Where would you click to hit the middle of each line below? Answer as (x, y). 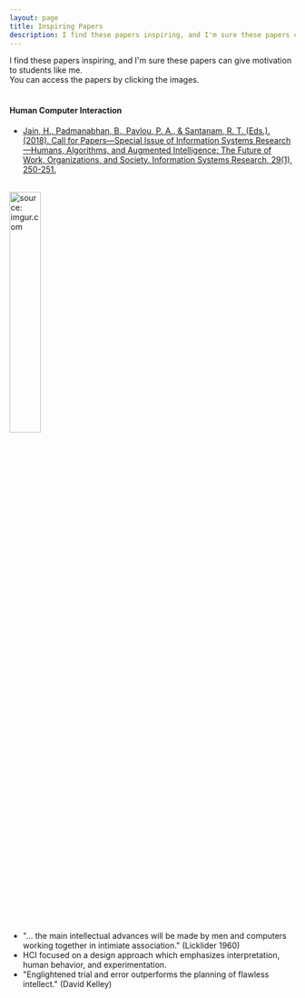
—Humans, (44, 150)
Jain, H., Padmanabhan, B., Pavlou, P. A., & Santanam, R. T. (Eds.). (146, 130)
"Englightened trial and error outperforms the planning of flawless (146, 974)
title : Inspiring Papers (56, 26)
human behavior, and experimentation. (94, 964)
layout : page (34, 18)
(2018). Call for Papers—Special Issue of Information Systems (138, 140)
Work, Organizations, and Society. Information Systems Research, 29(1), (157, 159)
